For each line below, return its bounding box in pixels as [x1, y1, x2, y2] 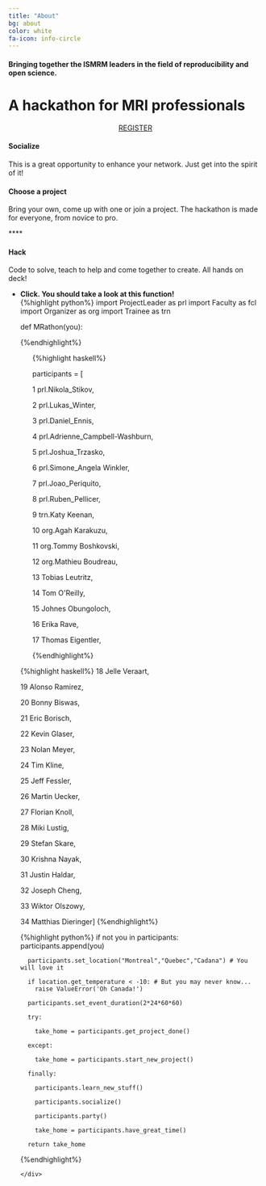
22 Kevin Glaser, [19, 729, 75, 739]
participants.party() [35, 1112, 107, 1121]
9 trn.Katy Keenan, [31, 510, 95, 519]
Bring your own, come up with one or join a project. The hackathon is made [8, 204, 259, 214]
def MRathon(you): [19, 322, 83, 332]
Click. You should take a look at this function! [19, 289, 175, 299]
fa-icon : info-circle [8, 34, 81, 43]
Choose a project [8, 187, 67, 196]
